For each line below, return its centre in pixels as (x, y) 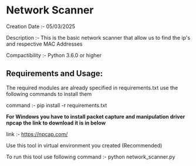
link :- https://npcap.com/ (37, 134)
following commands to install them (49, 94)
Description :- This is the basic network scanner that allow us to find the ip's (98, 37)
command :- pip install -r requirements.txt (57, 105)
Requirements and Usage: (55, 74)
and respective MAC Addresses (44, 44)
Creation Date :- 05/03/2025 (40, 26)
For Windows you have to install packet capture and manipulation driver (96, 116)
